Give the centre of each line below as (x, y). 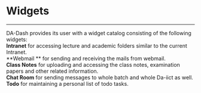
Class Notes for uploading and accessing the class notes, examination (93, 64)
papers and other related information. (52, 71)
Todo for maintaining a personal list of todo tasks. (67, 83)
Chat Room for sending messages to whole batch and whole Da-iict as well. (100, 77)
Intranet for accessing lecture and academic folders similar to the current (97, 45)
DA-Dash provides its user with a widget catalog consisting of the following (99, 33)
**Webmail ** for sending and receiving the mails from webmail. (86, 58)
